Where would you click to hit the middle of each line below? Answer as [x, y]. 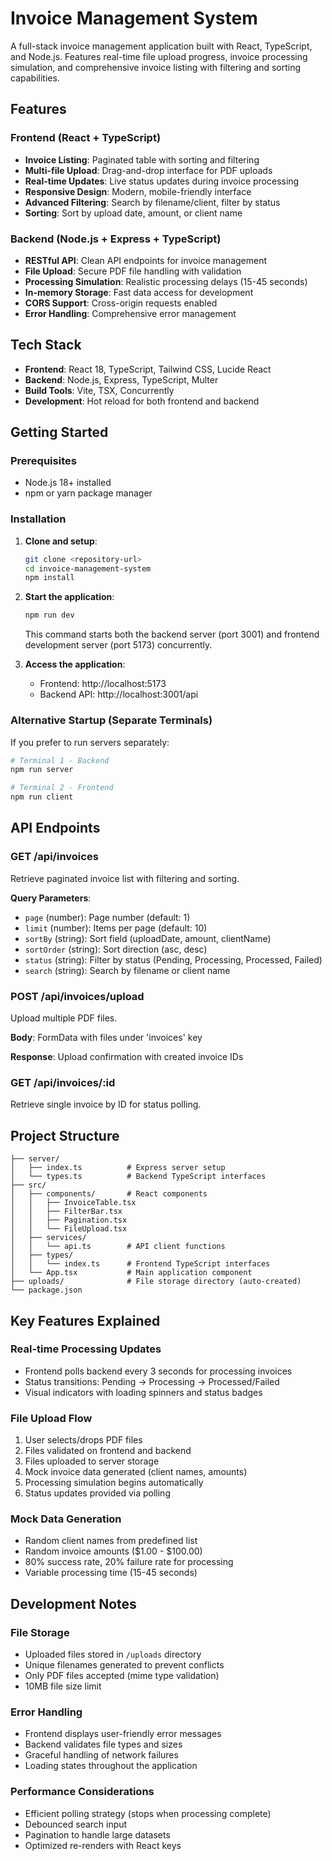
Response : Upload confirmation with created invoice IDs [127, 1056]
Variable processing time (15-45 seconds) [111, 1573]
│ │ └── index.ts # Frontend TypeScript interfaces [140, 1264]
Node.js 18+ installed [68, 483]
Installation [38, 519]
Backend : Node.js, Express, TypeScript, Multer [121, 379]
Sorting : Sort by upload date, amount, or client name [133, 213]
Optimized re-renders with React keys [103, 1845]
